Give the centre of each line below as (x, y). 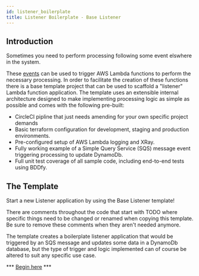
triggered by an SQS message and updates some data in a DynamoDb (92, 243)
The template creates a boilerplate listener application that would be (90, 237)
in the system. (24, 62)
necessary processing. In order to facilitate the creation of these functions (97, 80)
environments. (32, 136)
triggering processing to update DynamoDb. (69, 155)
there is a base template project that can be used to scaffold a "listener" (94, 86)
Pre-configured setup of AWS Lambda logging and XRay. (85, 142)
